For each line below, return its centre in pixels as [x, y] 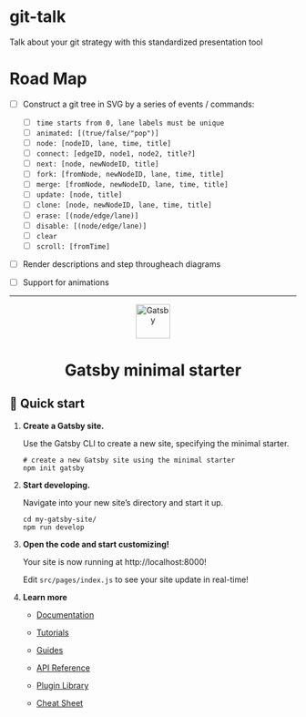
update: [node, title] [79, 195]
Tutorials [53, 632]
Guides [50, 650]
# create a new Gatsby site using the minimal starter [129, 460]
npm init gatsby [53, 468]
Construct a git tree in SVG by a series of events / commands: [138, 104]
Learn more [45, 597]
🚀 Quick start [47, 404]
